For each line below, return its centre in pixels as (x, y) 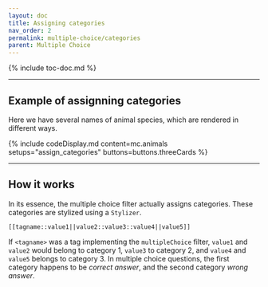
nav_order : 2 (30, 30)
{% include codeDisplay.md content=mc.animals (88, 143)
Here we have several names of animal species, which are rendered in (124, 120)
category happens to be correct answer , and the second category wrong (128, 267)
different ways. (33, 128)
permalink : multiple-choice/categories (75, 38)
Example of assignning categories (95, 100)
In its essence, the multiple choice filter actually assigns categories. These (131, 203)
